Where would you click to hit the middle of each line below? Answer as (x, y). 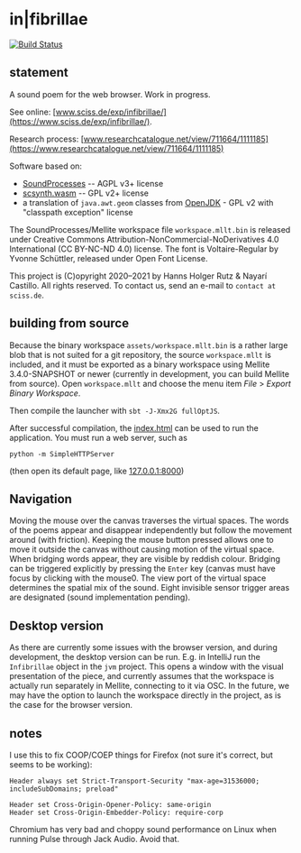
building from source (69, 323)
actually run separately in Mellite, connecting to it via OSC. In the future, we (150, 686)
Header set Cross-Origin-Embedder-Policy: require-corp (116, 812)
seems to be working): (51, 765)
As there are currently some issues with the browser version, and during (143, 647)
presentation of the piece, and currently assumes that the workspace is (142, 676)
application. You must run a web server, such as (98, 437)
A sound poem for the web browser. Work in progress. (110, 94)
